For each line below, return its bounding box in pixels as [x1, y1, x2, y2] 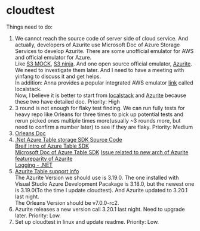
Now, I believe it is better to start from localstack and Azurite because [14, 92, 186, 99]
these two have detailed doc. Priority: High [14, 98, 121, 105]
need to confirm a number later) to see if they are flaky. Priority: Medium [14, 123, 193, 130]
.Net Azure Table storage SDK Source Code [14, 136, 122, 143]
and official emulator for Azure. [14, 54, 91, 61]
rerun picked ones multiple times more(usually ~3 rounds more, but [14, 117, 181, 124]
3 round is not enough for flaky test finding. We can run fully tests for [14, 104, 185, 111]
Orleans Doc [14, 129, 46, 137]
